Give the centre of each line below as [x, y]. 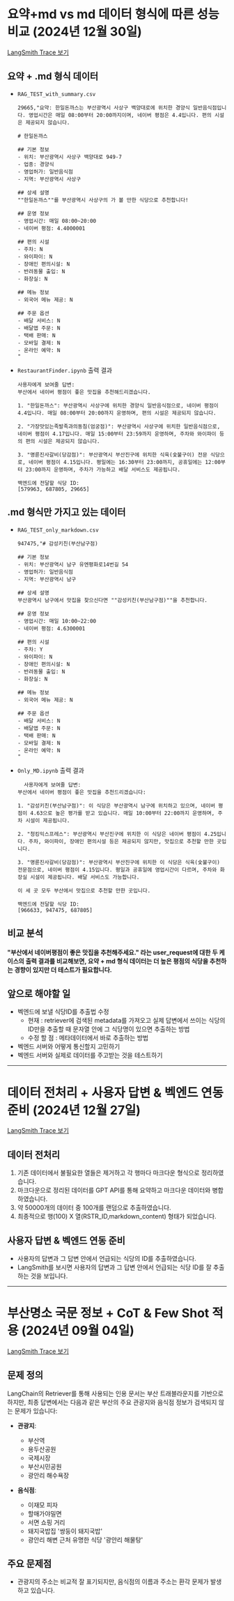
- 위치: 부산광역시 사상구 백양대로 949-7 [69, 157]
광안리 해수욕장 [48, 1475]
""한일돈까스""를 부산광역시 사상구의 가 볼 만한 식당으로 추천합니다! [103, 200]
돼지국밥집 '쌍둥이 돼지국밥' [65, 1531]
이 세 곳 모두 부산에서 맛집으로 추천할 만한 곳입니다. [84, 890]
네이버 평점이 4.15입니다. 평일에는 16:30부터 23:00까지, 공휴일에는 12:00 [125, 462]
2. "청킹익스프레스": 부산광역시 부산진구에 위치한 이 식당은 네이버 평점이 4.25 [117, 834]
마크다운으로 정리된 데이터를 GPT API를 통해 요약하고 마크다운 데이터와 [114, 1190]
